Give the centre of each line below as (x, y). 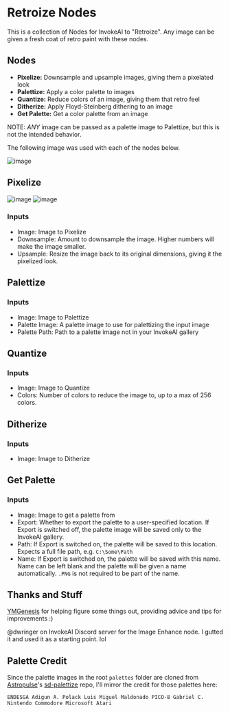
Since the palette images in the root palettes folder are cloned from (103, 678)
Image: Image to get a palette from (66, 515)
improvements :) (30, 619)
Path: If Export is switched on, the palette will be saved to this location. (117, 544)
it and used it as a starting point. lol (57, 639)
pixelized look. (37, 261)
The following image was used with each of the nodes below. (94, 147)
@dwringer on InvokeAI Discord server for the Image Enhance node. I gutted (115, 632)
